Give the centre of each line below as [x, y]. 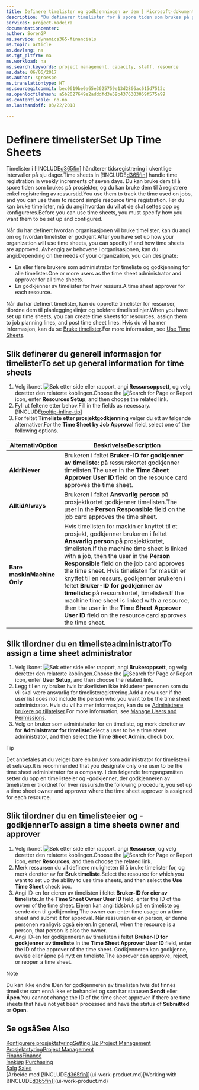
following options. [36, 431]
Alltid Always [28, 506]
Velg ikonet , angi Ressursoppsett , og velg [102, 387]
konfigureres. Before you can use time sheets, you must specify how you [94, 213]
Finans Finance [24, 1056]
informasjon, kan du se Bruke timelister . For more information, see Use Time [98, 329]
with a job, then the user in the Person [117, 556]
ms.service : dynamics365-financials [51, 39]
